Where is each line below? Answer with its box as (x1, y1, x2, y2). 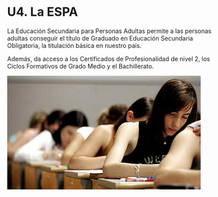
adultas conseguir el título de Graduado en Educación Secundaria (7, 34, 194, 42)
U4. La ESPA (7, 4, 78, 20)
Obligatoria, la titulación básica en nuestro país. (7, 41, 142, 49)
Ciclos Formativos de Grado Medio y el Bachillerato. (7, 62, 154, 70)
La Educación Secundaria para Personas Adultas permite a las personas (7, 27, 212, 35)
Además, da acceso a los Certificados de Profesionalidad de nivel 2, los (7, 54, 210, 62)
